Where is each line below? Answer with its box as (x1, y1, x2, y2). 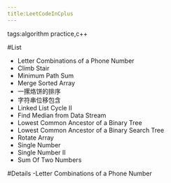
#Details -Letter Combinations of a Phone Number (7, 169, 152, 177)
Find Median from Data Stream (17, 111, 107, 119)
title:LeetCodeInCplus (7, 10, 74, 17)
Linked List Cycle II (17, 103, 72, 112)
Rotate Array (17, 133, 54, 142)
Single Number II (17, 148, 67, 156)
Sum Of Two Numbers (17, 155, 82, 164)
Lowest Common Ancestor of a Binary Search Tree (17, 126, 165, 134)
